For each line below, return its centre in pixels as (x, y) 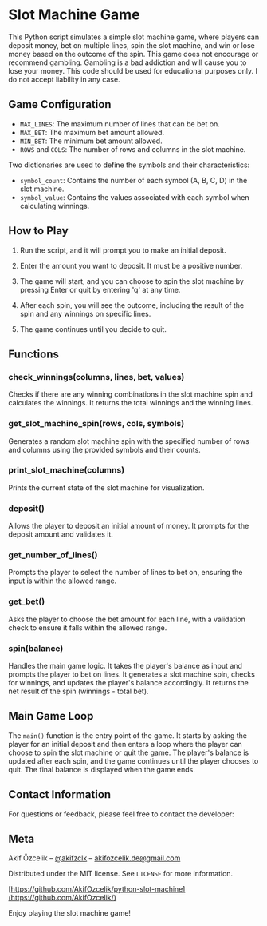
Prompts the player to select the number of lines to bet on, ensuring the (126, 573)
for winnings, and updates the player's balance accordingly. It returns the (128, 683)
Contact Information (60, 794)
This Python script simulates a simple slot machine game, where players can (134, 37)
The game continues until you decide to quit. (93, 329)
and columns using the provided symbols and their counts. (104, 449)
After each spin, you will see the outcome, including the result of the (132, 305)
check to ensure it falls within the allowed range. (88, 627)
